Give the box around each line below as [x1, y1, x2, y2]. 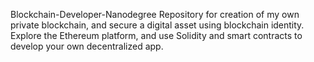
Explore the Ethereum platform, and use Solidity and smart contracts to [10, 30, 303, 41]
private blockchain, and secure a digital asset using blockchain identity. [10, 19, 305, 31]
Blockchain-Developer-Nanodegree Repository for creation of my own [10, 9, 300, 20]
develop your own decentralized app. [10, 40, 164, 52]
